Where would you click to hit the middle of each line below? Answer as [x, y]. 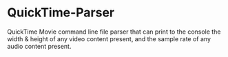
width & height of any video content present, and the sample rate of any [109, 38]
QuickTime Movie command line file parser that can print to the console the [114, 32]
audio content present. [39, 46]
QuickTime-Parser [61, 13]
